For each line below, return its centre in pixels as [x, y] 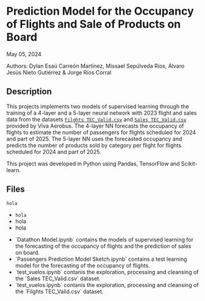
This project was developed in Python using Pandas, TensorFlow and [93, 164]
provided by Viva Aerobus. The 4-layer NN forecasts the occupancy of [95, 126]
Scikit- [189, 164]
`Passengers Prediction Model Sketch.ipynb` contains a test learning [101, 259]
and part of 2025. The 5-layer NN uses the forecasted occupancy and [94, 139]
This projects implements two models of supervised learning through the [98, 106]
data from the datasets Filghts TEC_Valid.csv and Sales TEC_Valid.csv [96, 119]
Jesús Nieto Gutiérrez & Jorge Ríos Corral [59, 72]
